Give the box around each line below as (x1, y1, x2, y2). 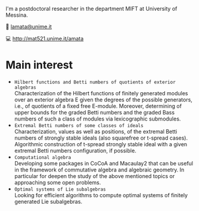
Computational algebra (14, 154, 71, 161)
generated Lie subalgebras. (14, 198, 83, 205)
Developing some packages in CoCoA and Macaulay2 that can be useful (14, 159, 194, 167)
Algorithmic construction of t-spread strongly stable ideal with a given (14, 140, 188, 147)
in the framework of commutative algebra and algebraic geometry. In (14, 166, 185, 173)
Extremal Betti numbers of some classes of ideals (14, 122, 144, 128)
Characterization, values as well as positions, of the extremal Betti (14, 128, 177, 135)
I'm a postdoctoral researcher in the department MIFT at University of (5, 5, 177, 12)
